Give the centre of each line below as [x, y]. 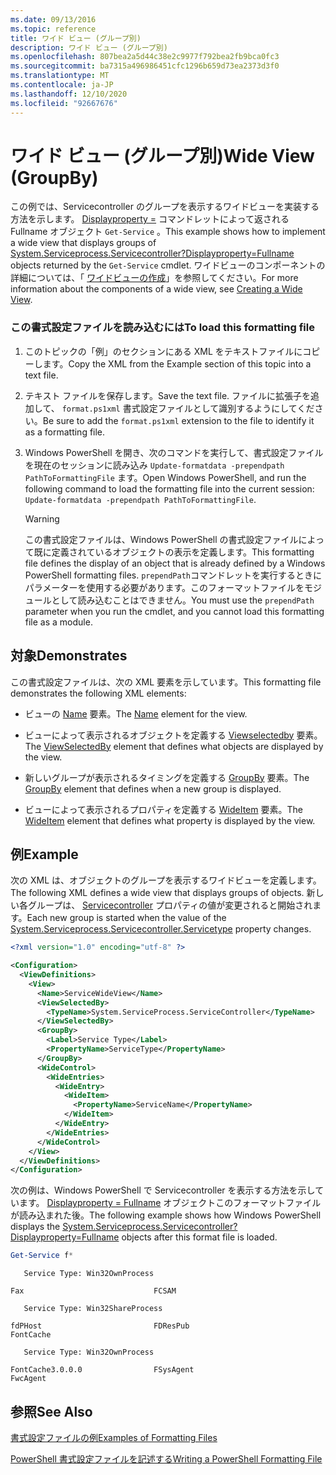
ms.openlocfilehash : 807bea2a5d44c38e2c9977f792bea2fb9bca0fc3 [145, 57]
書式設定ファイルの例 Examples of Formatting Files [114, 1438]
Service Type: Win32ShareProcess [93, 1309]
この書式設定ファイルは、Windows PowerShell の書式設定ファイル [161, 539]
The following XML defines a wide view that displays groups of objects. [157, 893]
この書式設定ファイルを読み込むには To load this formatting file [162, 328]
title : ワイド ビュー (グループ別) [76, 38]
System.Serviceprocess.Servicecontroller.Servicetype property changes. [161, 929]
